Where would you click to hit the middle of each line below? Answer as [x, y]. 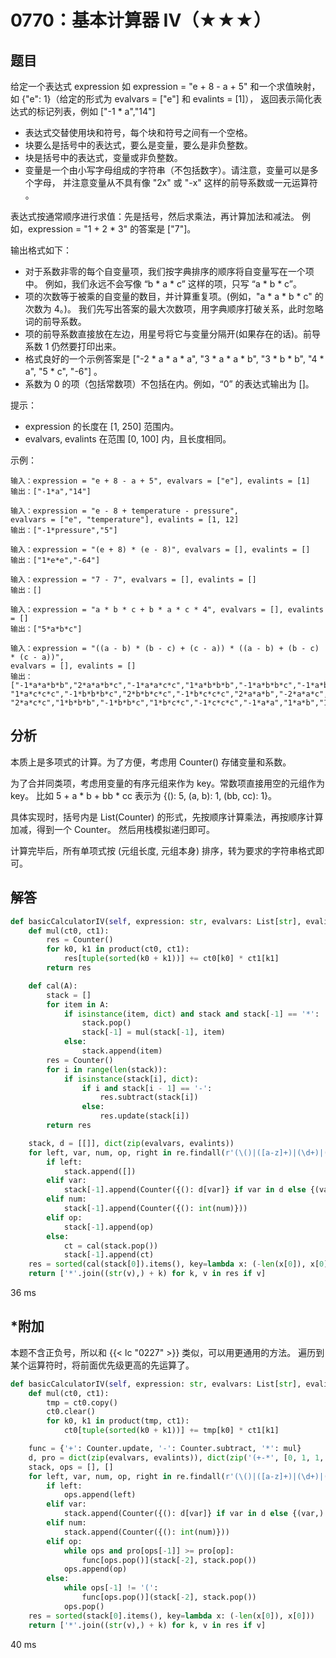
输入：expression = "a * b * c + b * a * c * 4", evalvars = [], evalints [167, 610]
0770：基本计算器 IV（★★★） [141, 20]
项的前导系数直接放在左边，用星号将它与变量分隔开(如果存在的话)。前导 [173, 334]
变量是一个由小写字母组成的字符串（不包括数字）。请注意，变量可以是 [167, 170]
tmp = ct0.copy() [82, 1402]
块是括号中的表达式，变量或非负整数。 [103, 157]
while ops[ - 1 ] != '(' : [111, 1588]
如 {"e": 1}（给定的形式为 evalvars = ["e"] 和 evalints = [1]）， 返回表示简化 [162, 99]
